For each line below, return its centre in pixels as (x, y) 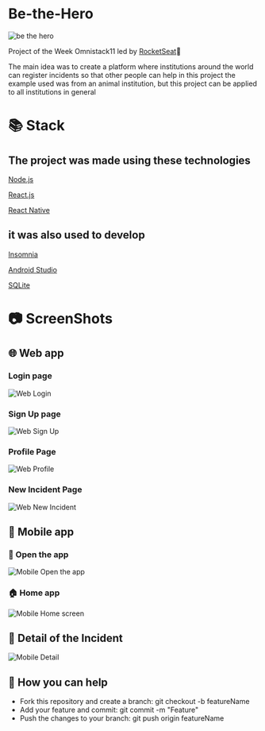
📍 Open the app (38, 555)
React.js (21, 195)
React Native (29, 210)
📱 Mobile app (41, 532)
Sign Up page (35, 414)
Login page (31, 376)
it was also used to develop (77, 235)
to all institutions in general (52, 91)
